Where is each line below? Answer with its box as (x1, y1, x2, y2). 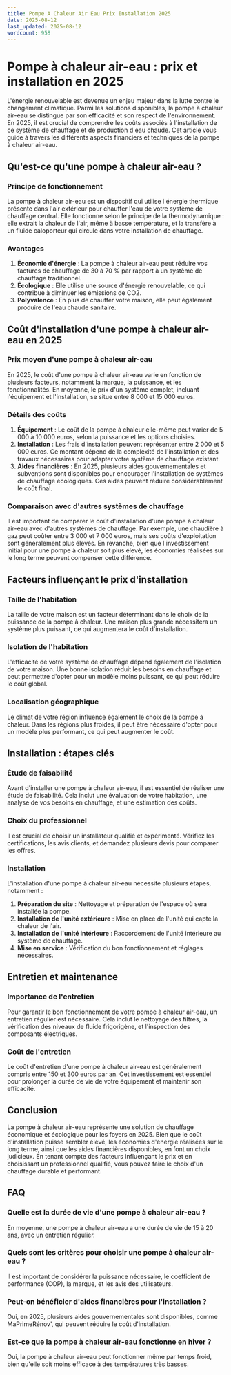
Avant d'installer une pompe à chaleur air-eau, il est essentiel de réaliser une (7, 784, 225, 792)
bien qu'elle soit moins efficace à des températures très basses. (7, 1360, 190, 1368)
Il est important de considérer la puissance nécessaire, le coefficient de (7, 1272, 210, 1280)
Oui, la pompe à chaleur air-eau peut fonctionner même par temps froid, (7, 1353, 212, 1361)
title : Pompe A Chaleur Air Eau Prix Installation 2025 (7, 10, 171, 17)
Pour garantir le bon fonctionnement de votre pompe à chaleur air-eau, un (7, 1008, 217, 1016)
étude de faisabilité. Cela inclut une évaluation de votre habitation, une (7, 791, 208, 800)
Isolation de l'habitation (7, 642, 88, 652)
